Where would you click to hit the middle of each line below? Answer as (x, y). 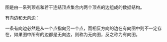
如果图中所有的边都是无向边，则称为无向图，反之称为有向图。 (77, 34)
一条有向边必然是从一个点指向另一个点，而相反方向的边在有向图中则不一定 (81, 28)
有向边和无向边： (23, 18)
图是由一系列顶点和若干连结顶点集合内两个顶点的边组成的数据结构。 (75, 7)
